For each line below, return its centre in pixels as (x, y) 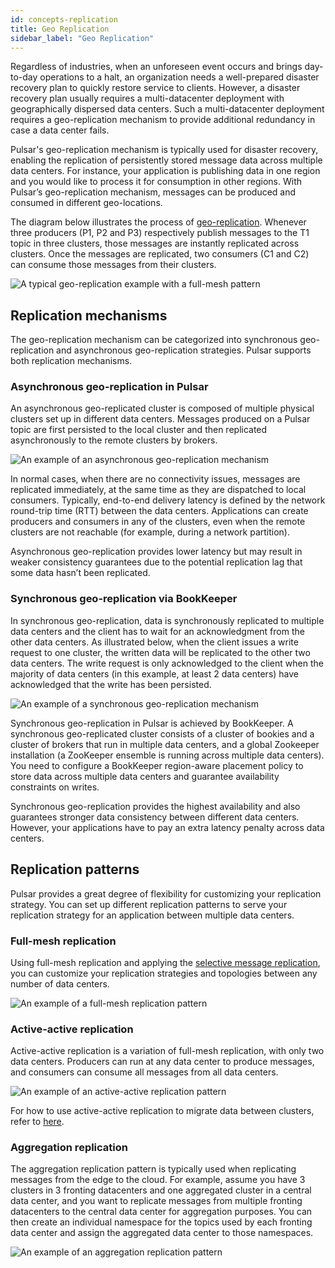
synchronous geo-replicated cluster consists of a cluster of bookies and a (162, 733)
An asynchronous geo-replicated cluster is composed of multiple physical (162, 408)
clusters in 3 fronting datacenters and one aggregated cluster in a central (161, 1190)
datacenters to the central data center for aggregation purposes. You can (161, 1212)
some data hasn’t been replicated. (80, 573)
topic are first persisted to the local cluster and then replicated (139, 430)
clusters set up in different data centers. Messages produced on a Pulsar (160, 419)
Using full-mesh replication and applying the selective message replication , (165, 962)
